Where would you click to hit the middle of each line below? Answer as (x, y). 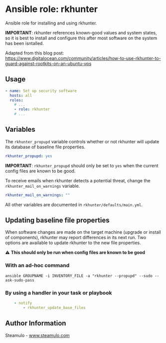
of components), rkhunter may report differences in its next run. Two (76, 238)
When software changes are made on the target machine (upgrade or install (83, 232)
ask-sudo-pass (20, 280)
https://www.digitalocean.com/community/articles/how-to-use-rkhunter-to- (83, 58)
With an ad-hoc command (37, 266)
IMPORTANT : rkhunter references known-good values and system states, (81, 32)
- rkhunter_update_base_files (54, 308)
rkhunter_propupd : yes (29, 156)
